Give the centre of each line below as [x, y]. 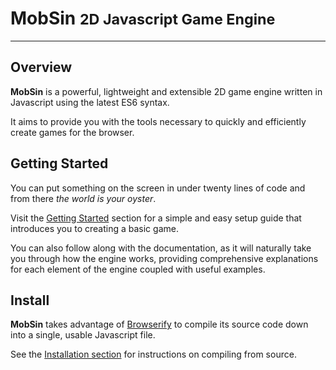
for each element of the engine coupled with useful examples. [138, 269]
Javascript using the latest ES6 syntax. [90, 102]
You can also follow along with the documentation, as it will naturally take [161, 248]
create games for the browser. [72, 132]
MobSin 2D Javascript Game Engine [143, 18]
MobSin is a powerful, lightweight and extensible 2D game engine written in [166, 91]
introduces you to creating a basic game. [94, 228]
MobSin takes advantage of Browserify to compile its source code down [159, 324]
